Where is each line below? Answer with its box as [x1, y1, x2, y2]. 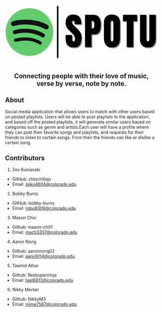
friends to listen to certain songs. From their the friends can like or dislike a [5, 135, 155, 140]
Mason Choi [12, 215, 36, 221]
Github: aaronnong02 [12, 248, 55, 254]
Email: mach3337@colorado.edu [12, 229, 78, 235]
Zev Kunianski [12, 167, 40, 173]
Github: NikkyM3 [12, 296, 46, 302]
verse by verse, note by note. [36, 79, 127, 87]
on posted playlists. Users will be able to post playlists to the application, [5, 114, 150, 120]
